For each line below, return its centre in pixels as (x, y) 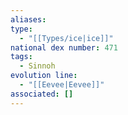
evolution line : (44, 76)
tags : (21, 57)
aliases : (28, 19)
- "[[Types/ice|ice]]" (66, 38)
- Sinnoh (37, 66)
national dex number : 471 (64, 47)
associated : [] (42, 94)
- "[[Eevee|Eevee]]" (62, 85)
